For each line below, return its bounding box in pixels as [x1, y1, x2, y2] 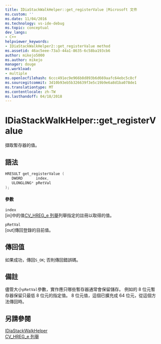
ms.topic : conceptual [5, 26, 49, 30]
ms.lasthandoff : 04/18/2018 [5, 94, 63, 99]
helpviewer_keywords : [5, 39, 49, 44]
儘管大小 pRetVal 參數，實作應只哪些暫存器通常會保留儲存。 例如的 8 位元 [5, 287, 151, 292]
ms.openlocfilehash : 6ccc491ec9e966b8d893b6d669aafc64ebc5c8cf [5, 76, 137, 80]
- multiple [5, 71, 27, 76]
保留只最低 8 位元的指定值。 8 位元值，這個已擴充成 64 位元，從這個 [13, 292, 152, 298]
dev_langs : [5, 30, 27, 35]
